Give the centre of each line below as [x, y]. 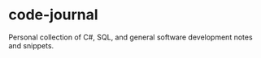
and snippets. [31, 45]
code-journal [54, 15]
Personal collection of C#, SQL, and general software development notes [131, 37]
